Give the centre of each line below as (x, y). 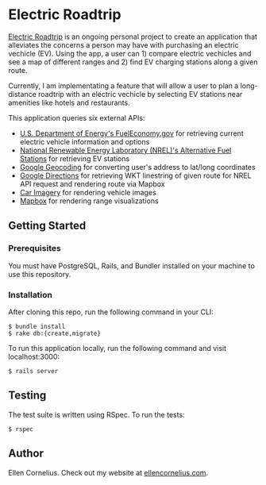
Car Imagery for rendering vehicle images (88, 192)
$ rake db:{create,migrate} (55, 333)
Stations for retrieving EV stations (75, 158)
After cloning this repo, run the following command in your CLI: (111, 312)
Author (26, 454)
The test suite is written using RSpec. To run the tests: (96, 414)
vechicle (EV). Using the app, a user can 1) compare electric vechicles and (130, 53)
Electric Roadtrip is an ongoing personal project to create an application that (133, 37)
